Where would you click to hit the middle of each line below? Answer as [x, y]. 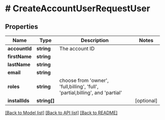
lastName [19, 64]
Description [95, 40]
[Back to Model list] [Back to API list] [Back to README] [61, 113]
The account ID [77, 48]
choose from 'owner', [84, 80]
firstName [20, 57]
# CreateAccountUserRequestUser [78, 9]
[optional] [146, 101]
